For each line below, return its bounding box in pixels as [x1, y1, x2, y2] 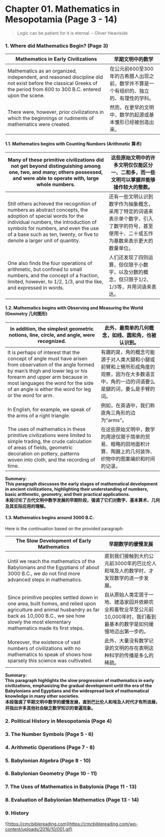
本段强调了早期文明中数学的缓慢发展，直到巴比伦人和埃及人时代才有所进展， [5, 699, 160, 705]
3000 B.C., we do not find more [7, 570, 80, 577]
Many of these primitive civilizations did [7, 157, 104, 163]
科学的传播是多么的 [109, 652, 154, 658]
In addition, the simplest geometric [10, 325, 94, 332]
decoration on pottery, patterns [7, 450, 80, 457]
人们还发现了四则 [109, 254, 148, 261]
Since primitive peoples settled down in [7, 594, 98, 601]
